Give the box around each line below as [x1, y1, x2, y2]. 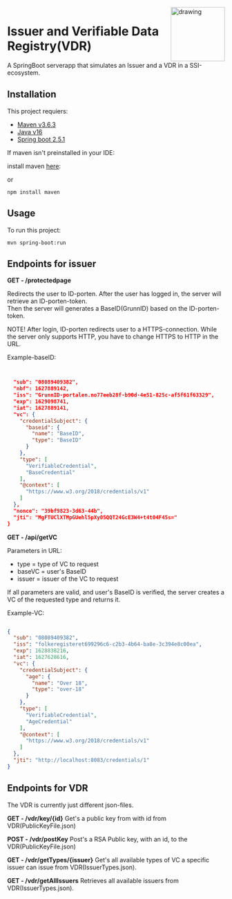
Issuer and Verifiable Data [7, 24, 159, 39]
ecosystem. [7, 69, 41, 77]
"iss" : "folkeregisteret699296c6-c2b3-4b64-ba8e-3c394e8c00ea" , [13, 641, 202, 648]
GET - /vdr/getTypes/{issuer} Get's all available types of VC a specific [7, 855, 209, 864]
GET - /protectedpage [7, 276, 71, 284]
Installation [7, 89, 57, 100]
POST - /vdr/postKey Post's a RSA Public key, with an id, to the [7, 835, 188, 843]
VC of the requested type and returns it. [7, 595, 121, 603]
